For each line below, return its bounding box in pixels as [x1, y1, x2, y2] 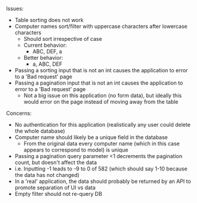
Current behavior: [23, 41, 67, 49]
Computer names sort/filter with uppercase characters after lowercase [14, 23, 188, 30]
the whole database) [14, 127, 65, 134]
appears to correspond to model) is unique [23, 146, 129, 153]
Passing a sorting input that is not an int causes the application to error [14, 67, 188, 73]
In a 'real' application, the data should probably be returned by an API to [14, 178, 191, 185]
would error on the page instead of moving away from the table [23, 98, 179, 105]
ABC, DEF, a [32, 48, 62, 55]
